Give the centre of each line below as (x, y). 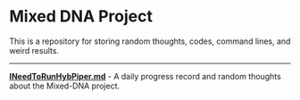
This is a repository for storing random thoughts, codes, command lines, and (150, 41)
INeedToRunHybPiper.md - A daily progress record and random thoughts (145, 76)
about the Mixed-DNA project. (65, 86)
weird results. (34, 50)
